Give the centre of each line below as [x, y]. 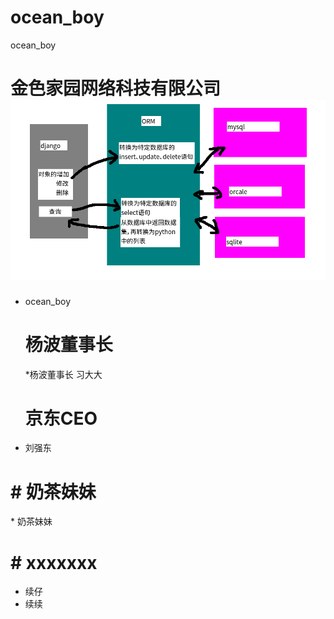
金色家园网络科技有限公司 [116, 88]
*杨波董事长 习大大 [63, 374]
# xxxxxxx [54, 562]
